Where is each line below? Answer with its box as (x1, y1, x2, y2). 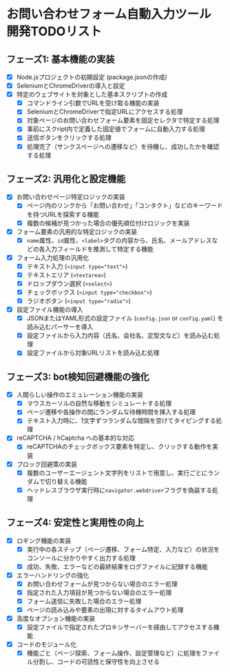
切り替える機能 (45, 477, 87, 485)
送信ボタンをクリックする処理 (26, 133, 112, 142)
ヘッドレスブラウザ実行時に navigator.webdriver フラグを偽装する (26, 485, 213, 494)
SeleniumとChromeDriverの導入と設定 (16, 82, 125, 90)
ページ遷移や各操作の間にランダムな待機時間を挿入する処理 (26, 408, 196, 416)
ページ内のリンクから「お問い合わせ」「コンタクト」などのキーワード (26, 201, 223, 209)
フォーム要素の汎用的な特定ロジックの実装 (16, 227, 138, 236)
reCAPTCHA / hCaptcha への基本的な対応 (16, 433, 135, 442)
